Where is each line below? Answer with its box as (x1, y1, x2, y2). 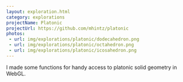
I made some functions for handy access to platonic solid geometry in (6, 64, 177, 71)
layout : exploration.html (6, 8, 70, 15)
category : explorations (6, 14, 65, 20)
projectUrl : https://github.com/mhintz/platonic (6, 25, 129, 31)
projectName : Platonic (6, 20, 62, 26)
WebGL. (6, 70, 26, 77)
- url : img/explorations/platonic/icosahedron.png (8, 48, 137, 53)
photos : (6, 31, 26, 37)
